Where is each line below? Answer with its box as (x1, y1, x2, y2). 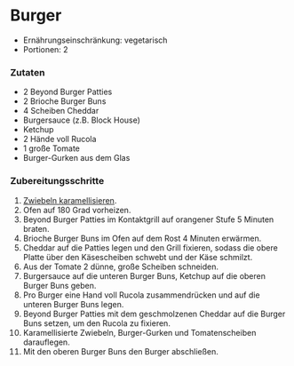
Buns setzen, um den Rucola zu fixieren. (22, 317, 171, 329)
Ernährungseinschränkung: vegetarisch (22, 35, 168, 45)
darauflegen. (22, 337, 70, 347)
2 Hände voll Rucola (22, 134, 97, 145)
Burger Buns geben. (22, 280, 97, 290)
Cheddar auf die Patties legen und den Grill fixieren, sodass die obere (22, 242, 278, 253)
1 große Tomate (22, 143, 81, 154)
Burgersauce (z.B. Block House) (22, 115, 141, 125)
